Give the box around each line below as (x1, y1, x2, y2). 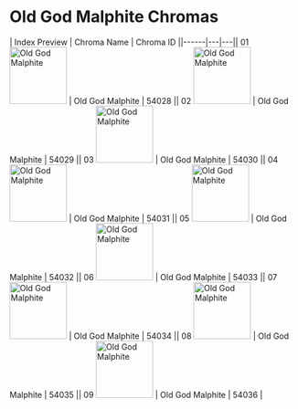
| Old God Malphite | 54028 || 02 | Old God (68, 95, 290, 106)
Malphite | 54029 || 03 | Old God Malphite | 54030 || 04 (9, 153, 279, 165)
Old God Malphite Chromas (9, 6, 219, 27)
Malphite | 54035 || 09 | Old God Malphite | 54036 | (9, 389, 263, 400)
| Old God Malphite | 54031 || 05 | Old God (68, 213, 288, 224)
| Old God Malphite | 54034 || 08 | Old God (68, 330, 290, 341)
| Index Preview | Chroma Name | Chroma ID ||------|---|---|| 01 (9, 37, 250, 47)
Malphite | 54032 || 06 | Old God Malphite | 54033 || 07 (9, 271, 278, 282)
